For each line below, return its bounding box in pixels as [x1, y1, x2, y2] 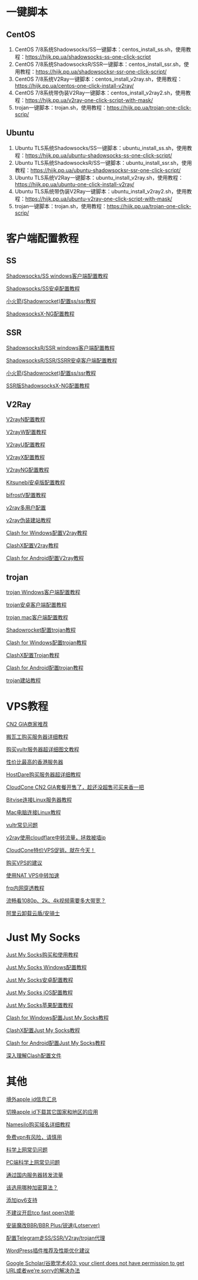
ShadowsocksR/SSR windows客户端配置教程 [6, 344, 115, 351]
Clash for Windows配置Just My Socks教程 [6, 1014, 109, 1021]
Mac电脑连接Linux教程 [6, 809, 61, 816]
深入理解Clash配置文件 [6, 1052, 62, 1059]
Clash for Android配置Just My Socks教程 [6, 1039, 106, 1047]
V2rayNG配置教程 [6, 466, 50, 473]
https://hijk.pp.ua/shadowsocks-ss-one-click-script [25, 53, 151, 60]
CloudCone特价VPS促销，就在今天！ [6, 846, 96, 854]
